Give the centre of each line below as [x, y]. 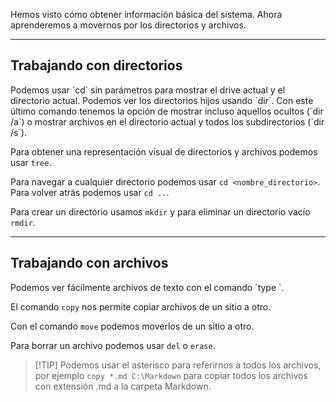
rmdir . [23, 222]
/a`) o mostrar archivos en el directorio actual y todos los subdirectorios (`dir [167, 121]
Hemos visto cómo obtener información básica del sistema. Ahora [146, 14]
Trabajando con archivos [89, 263]
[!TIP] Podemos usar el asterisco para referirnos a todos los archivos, [178, 365]
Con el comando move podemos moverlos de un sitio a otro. [132, 326]
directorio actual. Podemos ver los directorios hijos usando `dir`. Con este [162, 100]
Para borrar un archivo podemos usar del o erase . [113, 345]
